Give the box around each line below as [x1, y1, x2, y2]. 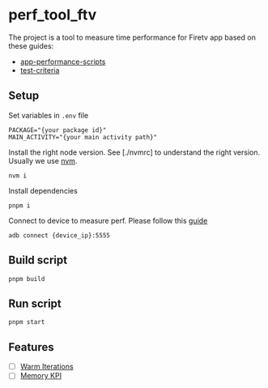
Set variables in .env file [8, 110, 89, 120]
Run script [8, 296, 62, 310]
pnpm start [8, 318, 45, 326]
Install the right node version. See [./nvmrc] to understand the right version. [8, 147, 261, 157]
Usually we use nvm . [8, 156, 78, 165]
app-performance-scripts [19, 57, 106, 66]
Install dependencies [8, 185, 79, 195]
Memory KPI [19, 371, 62, 381]
